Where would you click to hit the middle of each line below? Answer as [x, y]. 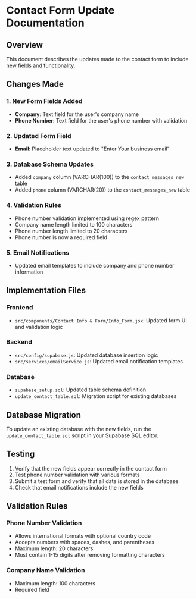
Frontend [20, 308]
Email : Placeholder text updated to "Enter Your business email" [92, 149]
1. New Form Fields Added [44, 101]
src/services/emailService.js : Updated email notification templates [99, 361]
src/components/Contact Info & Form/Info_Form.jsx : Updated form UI [101, 320]
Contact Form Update [60, 10]
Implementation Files [46, 291]
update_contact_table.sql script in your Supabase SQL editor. [83, 435]
